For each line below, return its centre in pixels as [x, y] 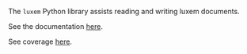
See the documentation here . [55, 26]
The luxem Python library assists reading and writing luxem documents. [124, 11]
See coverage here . [40, 41]
